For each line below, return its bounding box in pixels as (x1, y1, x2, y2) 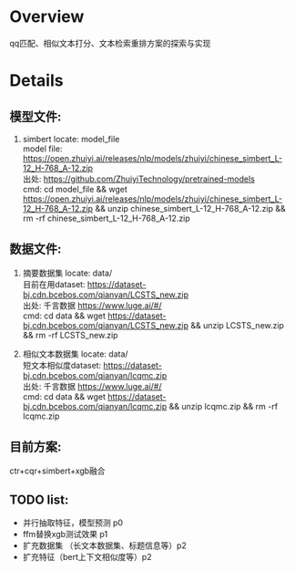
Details (9, 70, 64, 91)
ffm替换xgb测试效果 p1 (22, 529, 108, 540)
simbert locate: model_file (22, 133, 120, 144)
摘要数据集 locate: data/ (22, 267, 113, 278)
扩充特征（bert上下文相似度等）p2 (22, 552, 152, 563)
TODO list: (9, 492, 69, 507)
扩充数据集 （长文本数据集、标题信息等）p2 (22, 540, 187, 551)
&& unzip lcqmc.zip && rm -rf (168, 400, 279, 411)
